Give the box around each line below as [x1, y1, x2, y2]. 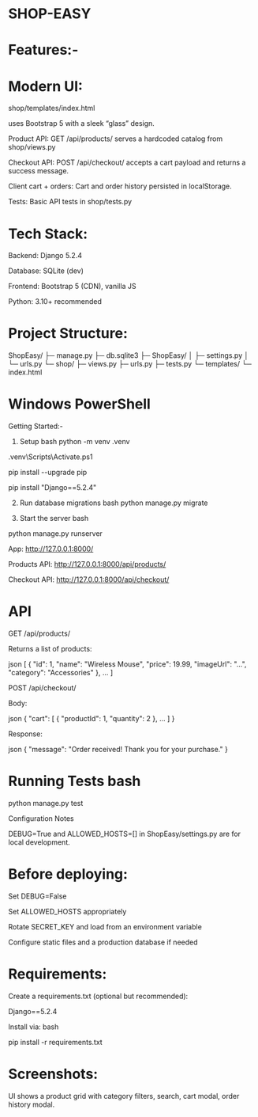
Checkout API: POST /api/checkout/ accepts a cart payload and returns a [8, 158, 246, 167]
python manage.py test [8, 799, 84, 807]
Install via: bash [8, 1022, 59, 1032]
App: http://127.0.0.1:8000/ [8, 544, 94, 554]
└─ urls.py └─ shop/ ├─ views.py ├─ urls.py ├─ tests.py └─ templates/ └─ [8, 359, 252, 369]
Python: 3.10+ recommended [8, 297, 103, 306]
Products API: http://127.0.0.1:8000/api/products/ [8, 560, 166, 569]
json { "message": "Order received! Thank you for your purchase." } [8, 745, 229, 754]
